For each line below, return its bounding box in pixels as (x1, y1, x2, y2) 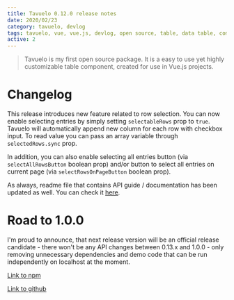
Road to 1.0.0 (7, 212, 84, 228)
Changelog (7, 87, 72, 103)
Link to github (7, 285, 47, 292)
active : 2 (7, 36, 36, 43)
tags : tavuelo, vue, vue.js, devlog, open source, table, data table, (7, 29, 217, 37)
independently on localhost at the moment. (7, 258, 130, 266)
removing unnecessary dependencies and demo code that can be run (7, 251, 208, 258)
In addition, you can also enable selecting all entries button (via (7, 153, 189, 161)
